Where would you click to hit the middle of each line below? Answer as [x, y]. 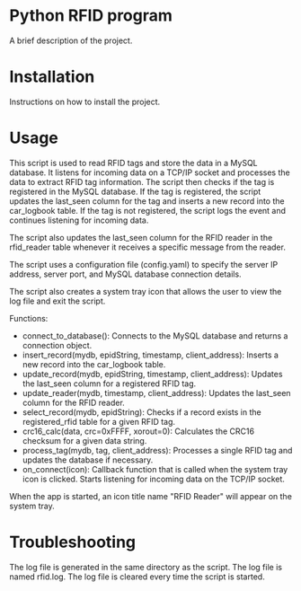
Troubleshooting [73, 542]
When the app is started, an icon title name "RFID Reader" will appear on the [150, 496]
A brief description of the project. [71, 40]
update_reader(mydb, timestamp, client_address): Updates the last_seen [156, 393]
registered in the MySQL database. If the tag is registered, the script [135, 191]
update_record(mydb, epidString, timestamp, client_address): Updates [152, 374]
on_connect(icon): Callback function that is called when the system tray [155, 469]
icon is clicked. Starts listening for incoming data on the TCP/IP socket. [154, 479]
